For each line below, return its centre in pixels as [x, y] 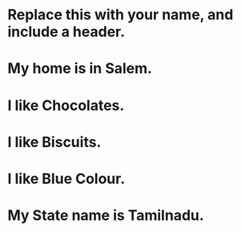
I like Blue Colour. [66, 179]
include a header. [66, 32]
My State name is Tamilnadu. [106, 216]
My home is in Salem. [80, 69]
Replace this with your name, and [120, 15]
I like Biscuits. [54, 142]
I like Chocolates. [66, 105]
